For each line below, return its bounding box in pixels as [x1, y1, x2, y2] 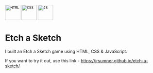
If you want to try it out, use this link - [5, 58, 80, 63]
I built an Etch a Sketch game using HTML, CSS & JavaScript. [5, 48, 128, 54]
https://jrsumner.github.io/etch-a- [81, 58, 148, 63]
